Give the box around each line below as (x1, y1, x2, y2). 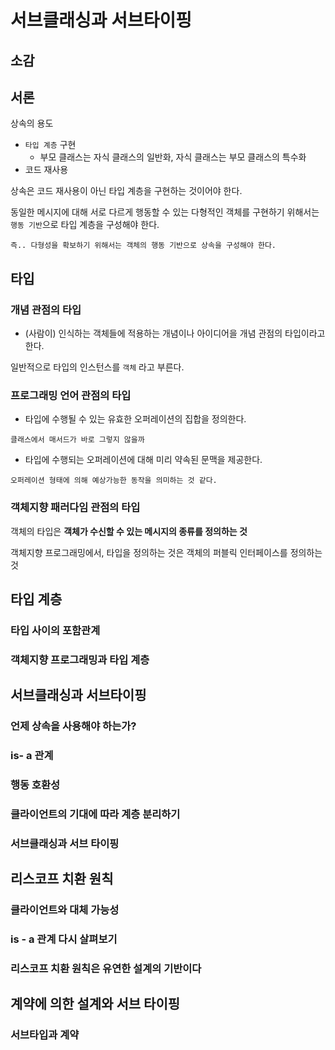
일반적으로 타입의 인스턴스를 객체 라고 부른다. (10, 361, 185, 373)
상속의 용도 (10, 117, 54, 130)
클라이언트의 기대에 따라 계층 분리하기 (10, 807, 181, 821)
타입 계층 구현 (24, 139, 77, 151)
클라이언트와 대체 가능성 (10, 903, 120, 917)
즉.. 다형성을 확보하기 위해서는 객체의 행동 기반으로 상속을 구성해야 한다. (10, 241, 277, 251)
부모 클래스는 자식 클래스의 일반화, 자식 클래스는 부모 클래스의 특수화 (39, 151, 307, 163)
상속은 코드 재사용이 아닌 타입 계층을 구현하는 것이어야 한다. (10, 185, 243, 197)
